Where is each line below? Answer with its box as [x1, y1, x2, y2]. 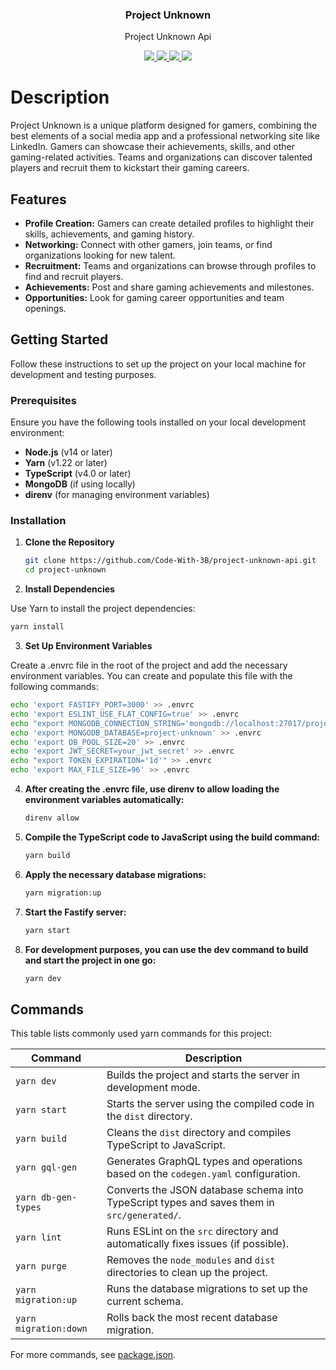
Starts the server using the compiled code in [106, 1097, 315, 1111]
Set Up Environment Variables [24, 640, 153, 652]
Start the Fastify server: [24, 906, 127, 918]
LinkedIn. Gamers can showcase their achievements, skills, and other [10, 141, 295, 153]
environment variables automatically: [24, 794, 185, 806]
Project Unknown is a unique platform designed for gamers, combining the [10, 119, 318, 132]
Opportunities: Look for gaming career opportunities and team [24, 292, 285, 304]
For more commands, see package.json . [10, 1349, 177, 1361]
